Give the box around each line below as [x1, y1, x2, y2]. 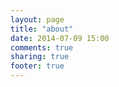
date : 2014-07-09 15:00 [10, 33, 110, 43]
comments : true [10, 42, 74, 53]
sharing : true [10, 52, 70, 62]
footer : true [10, 61, 65, 71]
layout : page [10, 14, 65, 25]
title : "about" [10, 24, 74, 34]
